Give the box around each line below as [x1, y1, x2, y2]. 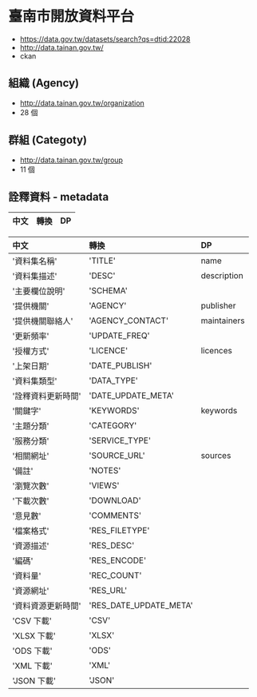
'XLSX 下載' [12, 631, 56, 642]
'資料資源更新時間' [12, 600, 81, 611]
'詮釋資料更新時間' [12, 391, 81, 402]
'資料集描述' [12, 271, 57, 282]
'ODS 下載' [12, 645, 53, 656]
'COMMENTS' [89, 510, 142, 521]
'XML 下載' [12, 660, 53, 671]
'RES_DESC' [89, 540, 135, 552]
